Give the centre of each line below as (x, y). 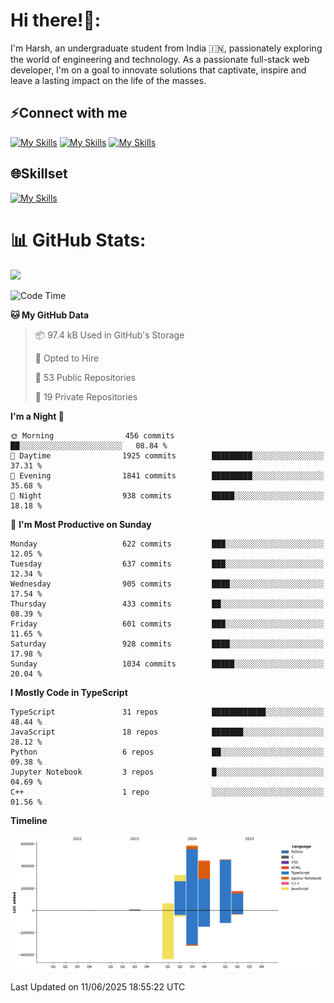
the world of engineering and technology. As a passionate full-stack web (160, 59)
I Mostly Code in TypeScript (69, 692)
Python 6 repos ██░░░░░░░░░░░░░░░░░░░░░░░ (167, 752)
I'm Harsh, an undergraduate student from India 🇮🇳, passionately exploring (166, 48)
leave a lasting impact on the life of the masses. (108, 80)
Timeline (29, 820)
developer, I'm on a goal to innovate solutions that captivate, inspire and (158, 70)
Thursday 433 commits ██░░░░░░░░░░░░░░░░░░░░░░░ (167, 604)
